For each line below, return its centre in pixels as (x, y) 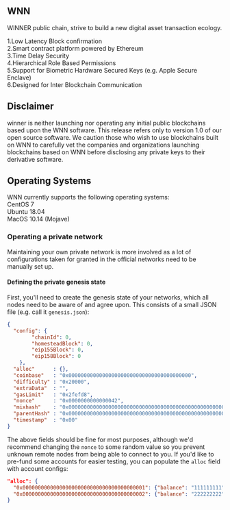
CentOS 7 (21, 204)
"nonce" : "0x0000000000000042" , (69, 401)
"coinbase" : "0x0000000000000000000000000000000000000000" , (105, 375)
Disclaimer (30, 107)
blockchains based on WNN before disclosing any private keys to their (106, 152)
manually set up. (30, 266)
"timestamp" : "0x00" (46, 420)
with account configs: (38, 468)
